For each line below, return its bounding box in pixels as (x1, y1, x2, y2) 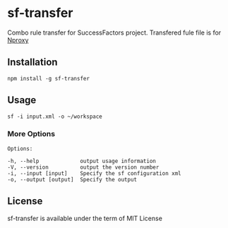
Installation (7, 56, 58, 68)
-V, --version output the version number (7, 164, 160, 171)
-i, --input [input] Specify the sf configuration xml (7, 169, 181, 177)
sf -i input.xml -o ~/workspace (7, 113, 102, 120)
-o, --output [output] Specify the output (7, 176, 138, 183)
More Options (7, 129, 55, 139)
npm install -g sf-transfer (7, 75, 90, 82)
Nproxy (7, 35, 29, 44)
